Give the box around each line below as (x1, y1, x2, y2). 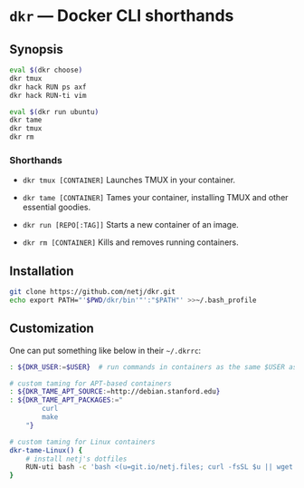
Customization (9, 321, 95, 337)
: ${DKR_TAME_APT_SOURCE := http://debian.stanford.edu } (9, 387, 221, 396)
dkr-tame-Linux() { (9, 445, 83, 454)
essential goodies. (22, 201, 91, 213)
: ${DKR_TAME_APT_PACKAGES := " (9, 395, 124, 405)
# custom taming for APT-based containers (9, 378, 172, 388)
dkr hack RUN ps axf (9, 83, 88, 92)
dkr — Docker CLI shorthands (9, 5, 234, 26)
